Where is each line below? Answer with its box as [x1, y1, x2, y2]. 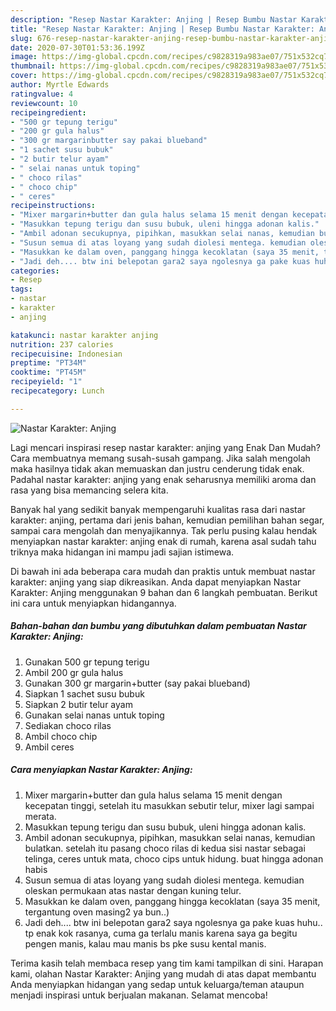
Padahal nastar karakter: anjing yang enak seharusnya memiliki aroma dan [10, 473, 317, 485]
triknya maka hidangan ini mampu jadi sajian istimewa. [10, 546, 235, 558]
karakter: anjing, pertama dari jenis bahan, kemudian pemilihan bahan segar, [10, 514, 325, 526]
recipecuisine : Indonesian [10, 349, 123, 359]
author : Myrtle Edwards [10, 80, 110, 90]
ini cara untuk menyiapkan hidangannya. [10, 597, 177, 609]
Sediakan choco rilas [24, 719, 112, 731]
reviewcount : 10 [10, 98, 78, 108]
